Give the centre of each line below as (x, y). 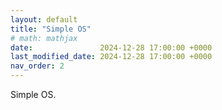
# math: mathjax (44, 38)
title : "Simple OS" (51, 29)
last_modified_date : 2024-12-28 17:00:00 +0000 (111, 57)
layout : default (44, 19)
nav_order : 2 (37, 66)
